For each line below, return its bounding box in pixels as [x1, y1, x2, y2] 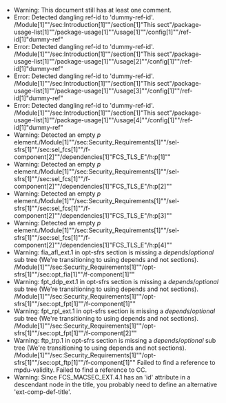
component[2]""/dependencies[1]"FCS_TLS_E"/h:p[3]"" [13, 212, 172, 220]
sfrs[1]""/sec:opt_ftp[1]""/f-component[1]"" [13, 359, 136, 366]
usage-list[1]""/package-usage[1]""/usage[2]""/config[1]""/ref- [13, 57, 193, 65]
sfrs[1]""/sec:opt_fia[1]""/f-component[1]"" [13, 270, 136, 279]
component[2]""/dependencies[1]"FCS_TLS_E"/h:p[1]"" [13, 153, 171, 161]
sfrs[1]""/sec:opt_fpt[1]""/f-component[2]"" [13, 329, 137, 337]
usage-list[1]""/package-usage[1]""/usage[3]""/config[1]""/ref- [13, 86, 193, 95]
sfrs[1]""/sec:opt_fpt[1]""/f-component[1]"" [13, 300, 136, 308]
